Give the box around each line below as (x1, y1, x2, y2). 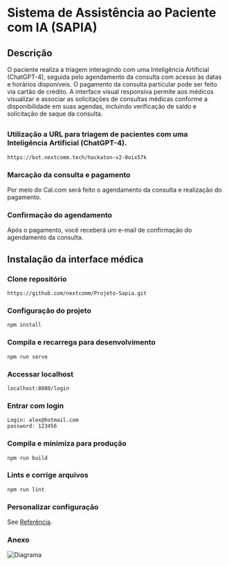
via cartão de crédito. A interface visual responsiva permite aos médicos (7, 88, 214, 95)
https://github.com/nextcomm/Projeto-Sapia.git (7, 290, 147, 297)
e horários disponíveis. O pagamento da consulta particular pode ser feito (7, 80, 218, 88)
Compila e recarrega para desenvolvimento (7, 338, 156, 347)
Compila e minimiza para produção (7, 439, 127, 448)
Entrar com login (7, 401, 64, 410)
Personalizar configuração (7, 502, 99, 511)
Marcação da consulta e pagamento (7, 170, 131, 179)
